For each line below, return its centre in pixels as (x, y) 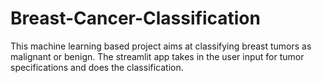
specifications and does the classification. (97, 67)
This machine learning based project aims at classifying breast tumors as (161, 46)
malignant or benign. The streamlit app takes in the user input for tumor (157, 56)
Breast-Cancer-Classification (135, 18)
